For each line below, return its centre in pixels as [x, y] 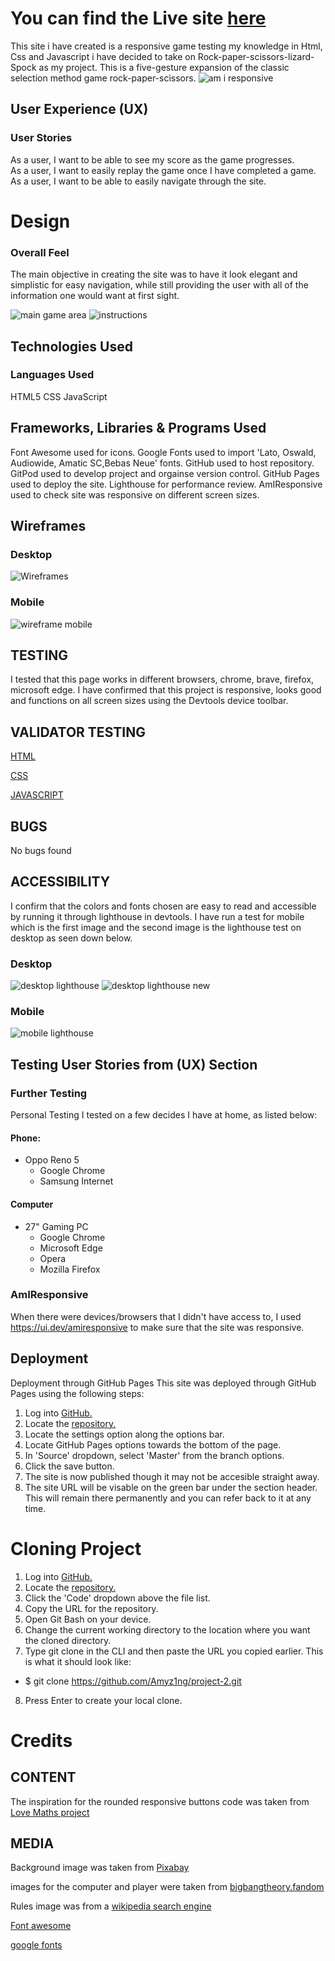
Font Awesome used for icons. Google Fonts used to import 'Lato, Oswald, [163, 452]
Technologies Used [71, 346]
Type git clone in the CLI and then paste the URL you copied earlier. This [174, 1651]
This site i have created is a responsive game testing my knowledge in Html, [166, 46]
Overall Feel [40, 252]
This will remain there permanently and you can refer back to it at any [168, 1498]
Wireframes [48, 526]
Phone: [26, 1138]
